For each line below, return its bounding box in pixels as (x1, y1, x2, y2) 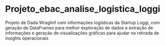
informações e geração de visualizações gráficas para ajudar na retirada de (5, 30, 160, 36)
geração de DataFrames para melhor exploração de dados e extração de (5, 24, 153, 30)
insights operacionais (5, 35, 49, 41)
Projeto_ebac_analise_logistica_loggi (5, 3, 161, 15)
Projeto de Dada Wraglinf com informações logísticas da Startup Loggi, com (5, 20, 160, 25)
